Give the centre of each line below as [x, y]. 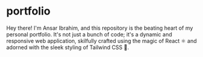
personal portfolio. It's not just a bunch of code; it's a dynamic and [89, 34]
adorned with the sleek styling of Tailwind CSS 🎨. [68, 47]
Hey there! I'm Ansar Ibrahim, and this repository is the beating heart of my [100, 28]
